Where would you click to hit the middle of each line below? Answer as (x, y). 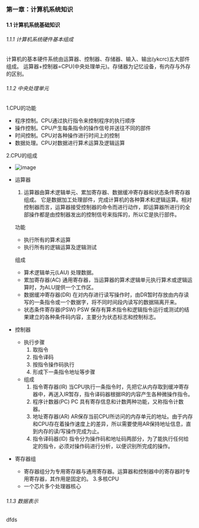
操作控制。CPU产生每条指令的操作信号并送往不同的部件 (83, 128)
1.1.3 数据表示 (22, 501)
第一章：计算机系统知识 (40, 9)
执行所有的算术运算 (47, 239)
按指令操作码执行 (53, 364)
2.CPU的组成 (22, 155)
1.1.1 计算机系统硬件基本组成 (40, 39)
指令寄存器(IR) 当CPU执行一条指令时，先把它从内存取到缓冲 (105, 387)
